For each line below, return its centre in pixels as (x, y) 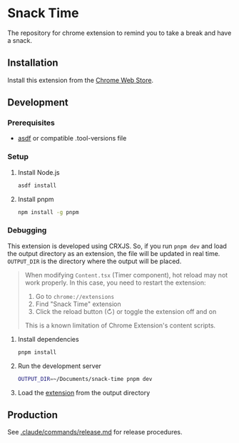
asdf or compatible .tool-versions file (72, 138)
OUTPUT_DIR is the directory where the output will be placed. (95, 261)
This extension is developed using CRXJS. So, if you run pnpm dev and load (117, 246)
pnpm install (37, 352)
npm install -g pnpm (48, 212)
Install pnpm (36, 199)
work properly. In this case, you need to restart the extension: (115, 282)
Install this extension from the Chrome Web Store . (81, 80)
